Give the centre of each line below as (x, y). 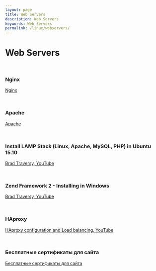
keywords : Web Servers (29, 24)
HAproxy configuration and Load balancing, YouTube (59, 230)
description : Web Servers (32, 19)
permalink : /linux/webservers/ (38, 28)
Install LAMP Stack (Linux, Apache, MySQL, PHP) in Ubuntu (78, 146)
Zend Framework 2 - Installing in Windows (57, 185)
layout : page (19, 10)
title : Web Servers (25, 14)
